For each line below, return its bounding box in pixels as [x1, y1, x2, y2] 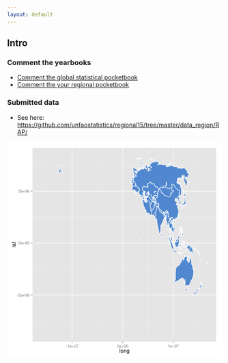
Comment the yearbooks [7, 58, 91, 67]
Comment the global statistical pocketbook [16, 73, 138, 82]
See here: [16, 113, 44, 121]
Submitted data [7, 98, 59, 108]
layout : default [7, 11, 53, 18]
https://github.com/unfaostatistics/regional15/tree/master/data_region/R [16, 121, 220, 129]
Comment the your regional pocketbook [16, 81, 130, 89]
